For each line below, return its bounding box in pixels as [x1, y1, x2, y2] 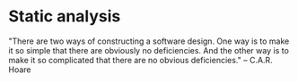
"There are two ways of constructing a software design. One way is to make [8, 36, 290, 46]
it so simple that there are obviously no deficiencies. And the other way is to [8, 45, 289, 55]
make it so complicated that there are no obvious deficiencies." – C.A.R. [8, 54, 273, 65]
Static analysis [8, 6, 121, 27]
